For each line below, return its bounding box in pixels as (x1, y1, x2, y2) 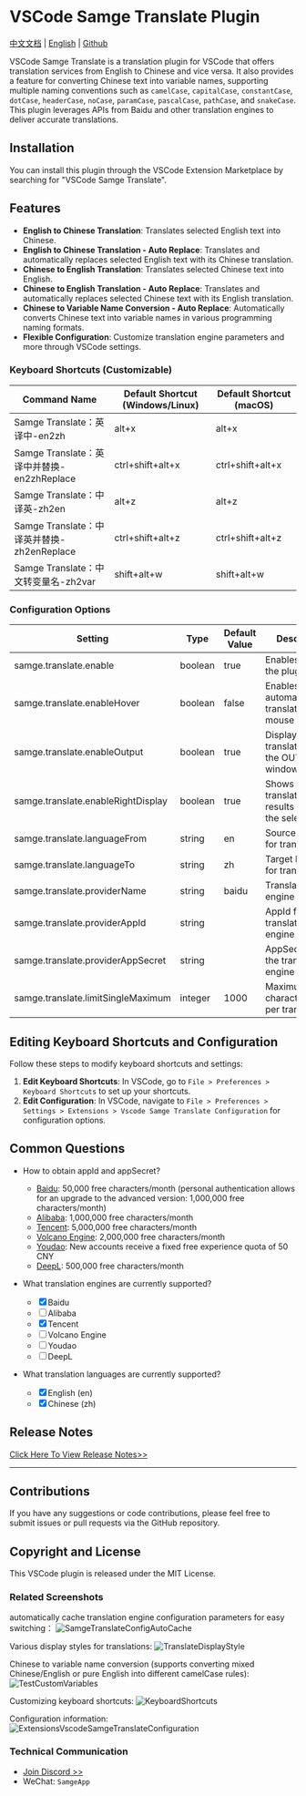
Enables (265, 680, 300, 693)
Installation (9, 140, 75, 156)
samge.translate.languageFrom (14, 832, 148, 845)
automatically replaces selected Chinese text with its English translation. (22, 292, 294, 303)
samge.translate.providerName (14, 885, 148, 898)
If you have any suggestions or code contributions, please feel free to (9, 1508, 270, 1519)
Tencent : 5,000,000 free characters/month (36, 1221, 198, 1232)
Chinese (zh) (47, 1398, 97, 1409)
